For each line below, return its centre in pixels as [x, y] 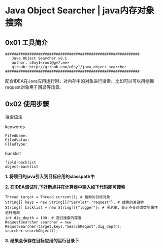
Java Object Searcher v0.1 [39, 58]
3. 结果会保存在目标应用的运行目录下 [42, 240]
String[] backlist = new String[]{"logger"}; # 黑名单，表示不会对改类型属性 [81, 207]
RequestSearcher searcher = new [38, 222]
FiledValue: [17, 140]
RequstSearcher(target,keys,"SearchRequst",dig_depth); [64, 226]
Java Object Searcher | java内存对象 [80, 11]
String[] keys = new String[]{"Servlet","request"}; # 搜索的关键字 [75, 202]
